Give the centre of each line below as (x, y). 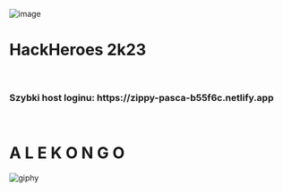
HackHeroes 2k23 (77, 50)
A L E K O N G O (67, 153)
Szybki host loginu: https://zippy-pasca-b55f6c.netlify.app (141, 97)
